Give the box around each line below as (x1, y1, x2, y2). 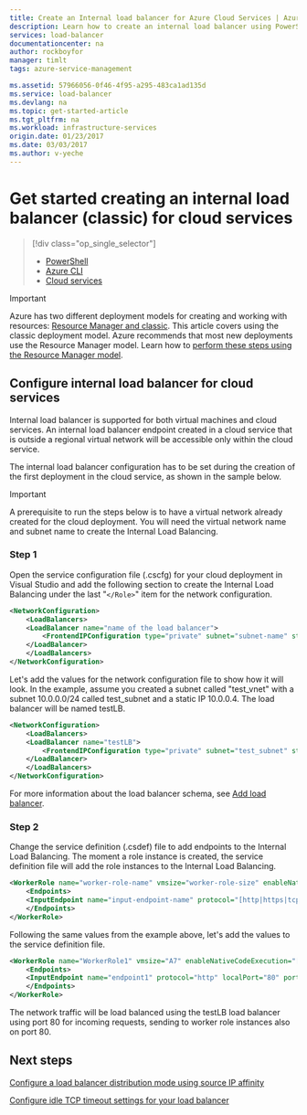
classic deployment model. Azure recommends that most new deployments (9, 330, 293, 341)
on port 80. (9, 1026, 52, 1037)
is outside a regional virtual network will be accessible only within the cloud (9, 433, 294, 444)
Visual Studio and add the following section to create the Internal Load (9, 579, 274, 589)
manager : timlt (9, 56, 68, 65)
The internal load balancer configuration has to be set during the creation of (9, 461, 295, 472)
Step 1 (9, 548, 37, 561)
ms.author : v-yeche (9, 149, 84, 158)
